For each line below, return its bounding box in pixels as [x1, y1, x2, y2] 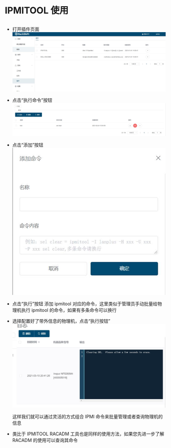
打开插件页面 [12, 26, 39, 32]
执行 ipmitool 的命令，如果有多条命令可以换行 [21, 307, 117, 313]
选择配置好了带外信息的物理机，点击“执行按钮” [12, 318, 111, 324]
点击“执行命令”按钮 [12, 97, 53, 103]
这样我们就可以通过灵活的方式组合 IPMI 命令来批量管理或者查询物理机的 [12, 414, 163, 420]
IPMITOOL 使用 [5, 5, 69, 16]
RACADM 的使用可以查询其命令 [12, 437, 78, 443]
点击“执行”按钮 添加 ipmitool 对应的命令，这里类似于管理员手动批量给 [12, 301, 158, 307]
